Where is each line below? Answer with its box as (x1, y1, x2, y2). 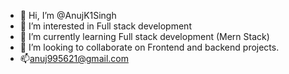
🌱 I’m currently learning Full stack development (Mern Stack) (19, 31, 270, 42)
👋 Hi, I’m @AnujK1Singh (19, 10, 117, 21)
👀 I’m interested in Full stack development (19, 20, 192, 32)
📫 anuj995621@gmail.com (19, 53, 129, 64)
